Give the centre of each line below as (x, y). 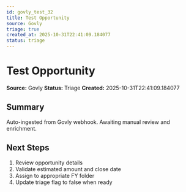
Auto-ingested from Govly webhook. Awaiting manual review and (88, 122)
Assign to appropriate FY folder (55, 175)
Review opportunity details (49, 163)
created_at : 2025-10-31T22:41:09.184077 (59, 35)
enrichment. (21, 128)
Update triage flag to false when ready (64, 182)
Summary (25, 107)
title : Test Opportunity (38, 18)
